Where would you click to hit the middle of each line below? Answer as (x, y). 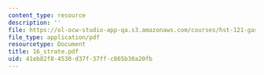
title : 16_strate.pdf (44, 52)
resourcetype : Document (47, 45)
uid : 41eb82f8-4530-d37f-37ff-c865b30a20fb (81, 59)
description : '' (35, 23)
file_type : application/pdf (54, 37)
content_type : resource (47, 15)
